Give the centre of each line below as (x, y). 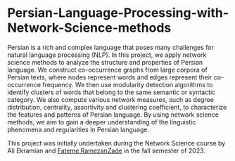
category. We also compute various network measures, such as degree (111, 99)
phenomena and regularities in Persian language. (78, 129)
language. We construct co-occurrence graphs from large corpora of (107, 70)
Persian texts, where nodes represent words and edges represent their (110, 77)
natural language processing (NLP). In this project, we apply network (107, 55)
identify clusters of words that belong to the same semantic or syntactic (112, 92)
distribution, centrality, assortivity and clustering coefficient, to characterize (117, 107)
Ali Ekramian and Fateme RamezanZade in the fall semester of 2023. (107, 150)
